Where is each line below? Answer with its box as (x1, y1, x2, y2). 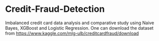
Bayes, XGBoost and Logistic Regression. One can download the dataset (5, 25, 154, 31)
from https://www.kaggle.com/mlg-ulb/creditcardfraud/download (5, 30, 139, 36)
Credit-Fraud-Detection (5, 3, 105, 15)
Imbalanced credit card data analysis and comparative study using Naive (5, 20, 155, 26)
